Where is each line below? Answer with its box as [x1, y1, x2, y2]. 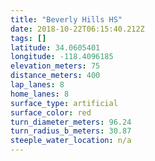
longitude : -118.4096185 [10, 52, 114, 62]
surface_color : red [10, 107, 92, 118]
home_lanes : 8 [10, 89, 70, 99]
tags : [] [10, 33, 47, 43]
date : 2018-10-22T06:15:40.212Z [10, 24, 145, 34]
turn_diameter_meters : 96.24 [10, 117, 132, 127]
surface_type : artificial [10, 98, 118, 108]
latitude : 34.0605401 [10, 42, 101, 53]
